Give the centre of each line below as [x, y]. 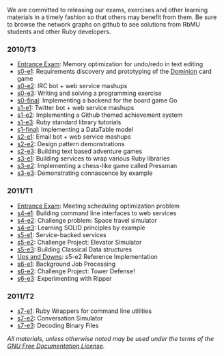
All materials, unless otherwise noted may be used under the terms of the [110, 338]
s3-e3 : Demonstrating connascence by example [85, 173]
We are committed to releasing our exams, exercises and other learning [108, 10]
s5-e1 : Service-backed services [62, 234]
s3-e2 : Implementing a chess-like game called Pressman [97, 166]
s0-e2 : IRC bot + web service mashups [72, 86]
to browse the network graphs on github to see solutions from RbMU [103, 24]
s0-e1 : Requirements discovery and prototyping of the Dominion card [114, 72]
